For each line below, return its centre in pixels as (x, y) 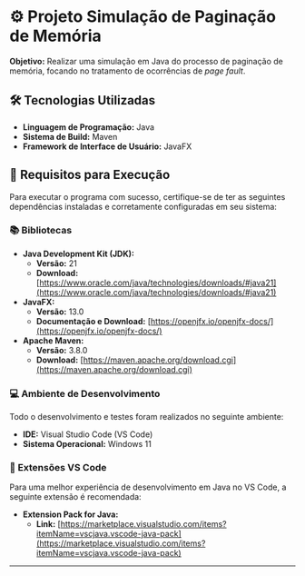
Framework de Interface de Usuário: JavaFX (107, 146)
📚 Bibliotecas (41, 231)
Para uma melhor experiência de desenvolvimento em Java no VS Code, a (148, 487)
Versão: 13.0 (60, 312)
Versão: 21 (56, 263)
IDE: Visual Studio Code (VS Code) (88, 434)
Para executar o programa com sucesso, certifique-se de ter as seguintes (148, 196)
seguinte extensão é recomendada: (76, 497)
